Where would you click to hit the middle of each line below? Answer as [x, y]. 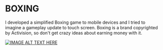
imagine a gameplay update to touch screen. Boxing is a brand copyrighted [81, 27]
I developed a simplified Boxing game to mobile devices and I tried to [75, 22]
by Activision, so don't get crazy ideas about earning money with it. [74, 33]
